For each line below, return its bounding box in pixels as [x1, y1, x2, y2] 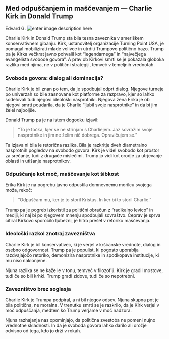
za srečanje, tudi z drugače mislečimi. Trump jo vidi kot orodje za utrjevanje [5, 153, 162, 159]
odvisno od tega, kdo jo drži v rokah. [5, 328, 82, 334]
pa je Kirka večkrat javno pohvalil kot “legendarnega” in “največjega [5, 51, 146, 57]
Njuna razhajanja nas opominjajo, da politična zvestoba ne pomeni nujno [5, 317, 156, 323]
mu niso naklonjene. [5, 257, 47, 263]
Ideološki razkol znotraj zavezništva [5, 230, 95, 237]
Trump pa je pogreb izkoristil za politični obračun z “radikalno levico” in [5, 207, 153, 213]
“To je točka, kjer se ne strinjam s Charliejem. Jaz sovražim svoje [17, 127, 153, 133]
